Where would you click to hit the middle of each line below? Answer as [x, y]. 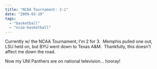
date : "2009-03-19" [25, 14]
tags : [10, 18]
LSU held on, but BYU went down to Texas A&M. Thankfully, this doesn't [78, 47]
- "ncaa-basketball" [30, 28]
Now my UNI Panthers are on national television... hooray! [63, 61]
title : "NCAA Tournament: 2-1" [37, 9]
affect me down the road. [30, 52]
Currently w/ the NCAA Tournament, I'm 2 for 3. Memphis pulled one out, [79, 41]
